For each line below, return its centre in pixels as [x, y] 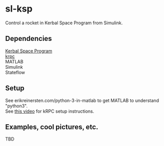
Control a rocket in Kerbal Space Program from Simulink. [64, 23]
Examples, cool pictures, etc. [52, 127]
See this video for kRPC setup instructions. [50, 111]
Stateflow [15, 72]
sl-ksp [19, 9]
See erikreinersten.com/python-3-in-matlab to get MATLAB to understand [82, 100]
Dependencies [29, 39]
